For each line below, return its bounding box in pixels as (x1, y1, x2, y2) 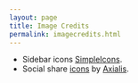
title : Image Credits (9, 21, 90, 30)
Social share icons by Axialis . (21, 63, 129, 74)
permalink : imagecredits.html (9, 29, 122, 38)
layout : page (9, 12, 58, 22)
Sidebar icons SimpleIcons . (21, 54, 123, 65)
